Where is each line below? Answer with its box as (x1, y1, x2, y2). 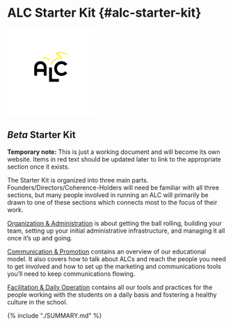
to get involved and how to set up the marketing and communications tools (7, 262, 221, 270)
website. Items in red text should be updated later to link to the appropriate (7, 155, 221, 163)
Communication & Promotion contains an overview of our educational (7, 247, 207, 256)
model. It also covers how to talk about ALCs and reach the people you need (7, 254, 226, 263)
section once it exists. (7, 162, 70, 171)
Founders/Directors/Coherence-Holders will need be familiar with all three (7, 183, 220, 192)
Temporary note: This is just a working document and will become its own (7, 148, 220, 156)
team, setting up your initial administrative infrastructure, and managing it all (7, 226, 225, 235)
